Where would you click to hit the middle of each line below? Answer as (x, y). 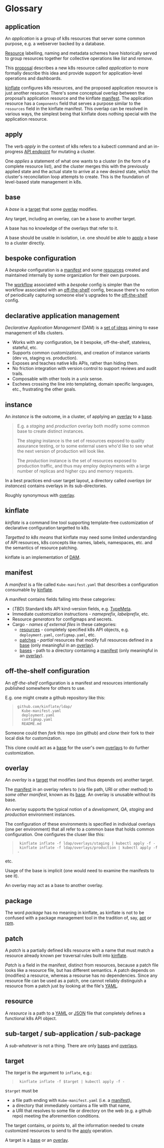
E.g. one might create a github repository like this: (55, 698)
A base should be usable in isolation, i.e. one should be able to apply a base (82, 237)
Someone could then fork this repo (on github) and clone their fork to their (80, 733)
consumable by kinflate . (29, 590)
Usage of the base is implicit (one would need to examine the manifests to (80, 871)
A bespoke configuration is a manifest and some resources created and (77, 270)
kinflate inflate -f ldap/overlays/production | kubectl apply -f (88, 848)
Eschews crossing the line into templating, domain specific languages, (83, 384)
